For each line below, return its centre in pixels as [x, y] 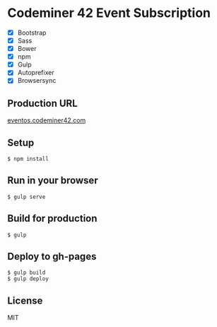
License [25, 300]
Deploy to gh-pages [52, 257]
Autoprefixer [36, 73]
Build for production [52, 218]
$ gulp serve [27, 197]
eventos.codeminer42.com [47, 120]
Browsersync [37, 81]
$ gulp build [27, 273]
